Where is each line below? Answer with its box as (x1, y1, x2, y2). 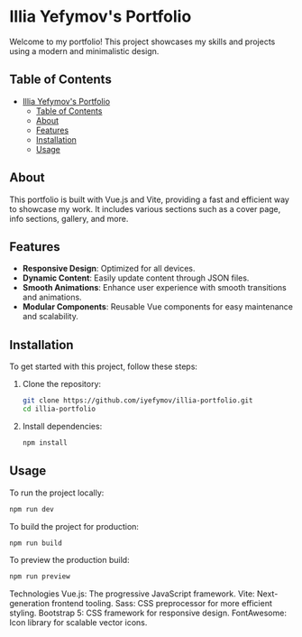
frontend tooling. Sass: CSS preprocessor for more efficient (50, 598, 272, 609)
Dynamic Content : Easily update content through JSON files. (22, 272, 250, 283)
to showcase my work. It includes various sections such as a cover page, (9, 203, 281, 214)
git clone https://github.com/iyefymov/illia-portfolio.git (22, 396, 253, 405)
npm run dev (9, 504, 54, 513)
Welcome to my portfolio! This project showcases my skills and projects (9, 36, 276, 47)
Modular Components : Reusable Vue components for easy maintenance (22, 301, 294, 312)
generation (9, 598, 50, 609)
